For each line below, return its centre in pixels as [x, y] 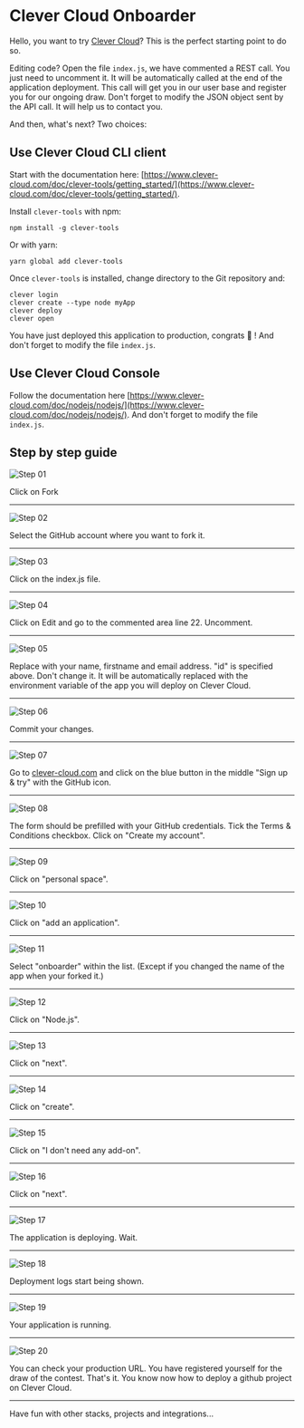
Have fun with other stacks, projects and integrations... [112, 1414]
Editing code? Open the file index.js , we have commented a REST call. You [150, 68]
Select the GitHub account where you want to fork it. [107, 535]
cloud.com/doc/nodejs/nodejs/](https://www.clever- [107, 405]
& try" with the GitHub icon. [60, 782]
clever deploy [36, 310]
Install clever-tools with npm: [66, 211]
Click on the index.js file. [55, 579]
